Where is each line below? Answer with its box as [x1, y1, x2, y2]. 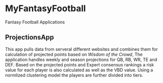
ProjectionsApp [5, 33, 54, 41]
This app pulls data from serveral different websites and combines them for [5, 46, 158, 52]
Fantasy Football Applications [5, 19, 65, 25]
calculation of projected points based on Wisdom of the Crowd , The [5, 51, 143, 57]
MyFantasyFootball [5, 3, 86, 14]
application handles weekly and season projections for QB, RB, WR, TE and [5, 57, 158, 62]
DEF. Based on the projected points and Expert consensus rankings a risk [5, 62, 154, 67]
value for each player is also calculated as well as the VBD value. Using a [5, 67, 154, 73]
